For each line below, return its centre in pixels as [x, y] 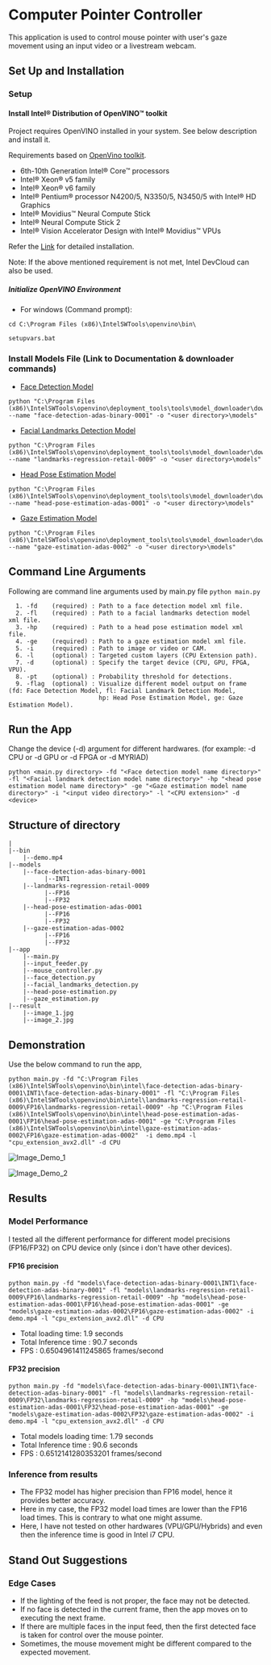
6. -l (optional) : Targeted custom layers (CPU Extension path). [137, 655]
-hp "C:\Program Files [205, 1107]
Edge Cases [32, 1583]
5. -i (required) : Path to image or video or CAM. [111, 648]
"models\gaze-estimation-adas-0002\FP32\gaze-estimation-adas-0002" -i [131, 1415]
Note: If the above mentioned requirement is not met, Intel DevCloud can [129, 262]
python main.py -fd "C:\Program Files [73, 1079]
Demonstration [47, 1045]
